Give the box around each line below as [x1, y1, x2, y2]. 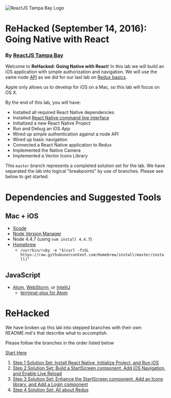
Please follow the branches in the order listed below [5, 340, 115, 346]
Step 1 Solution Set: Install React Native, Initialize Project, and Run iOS [12, 360, 159, 366]
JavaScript [5, 271, 41, 279]
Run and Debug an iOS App [12, 126, 70, 132]
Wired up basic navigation [12, 136, 68, 143]
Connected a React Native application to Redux [12, 142, 112, 148]
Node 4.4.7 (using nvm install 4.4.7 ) [12, 236, 93, 242]
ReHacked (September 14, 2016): [5, 23, 147, 34]
